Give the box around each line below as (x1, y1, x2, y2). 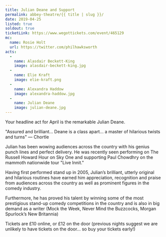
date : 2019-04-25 (5, 17, 41, 22)
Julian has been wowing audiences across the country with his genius (5, 144, 150, 149)
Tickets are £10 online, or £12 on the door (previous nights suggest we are (5, 221, 158, 226)
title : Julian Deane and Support (5, 7, 75, 13)
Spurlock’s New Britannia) (5, 211, 58, 217)
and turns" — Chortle (5, 134, 49, 140)
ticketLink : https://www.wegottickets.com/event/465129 (5, 31, 124, 36)
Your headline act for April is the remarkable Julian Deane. (5, 119, 125, 125)
